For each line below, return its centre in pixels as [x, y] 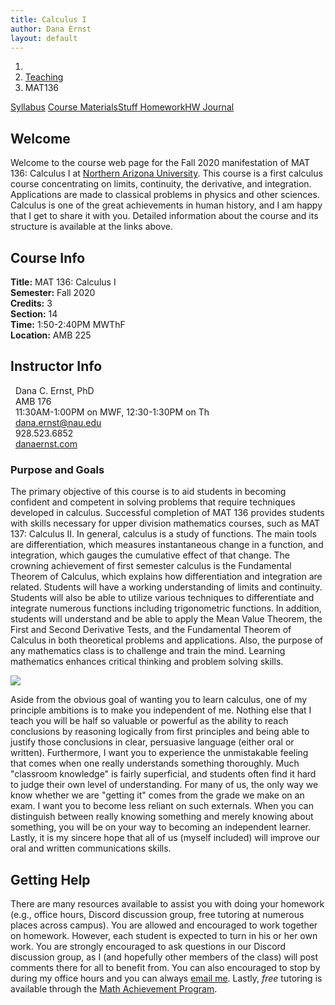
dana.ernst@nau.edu [58, 422]
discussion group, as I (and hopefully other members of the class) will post [164, 957]
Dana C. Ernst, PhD [54, 390]
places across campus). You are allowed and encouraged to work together [164, 925]
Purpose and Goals [57, 469]
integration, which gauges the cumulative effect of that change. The [150, 555]
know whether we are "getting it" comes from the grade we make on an [157, 795]
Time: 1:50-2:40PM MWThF [68, 324]
